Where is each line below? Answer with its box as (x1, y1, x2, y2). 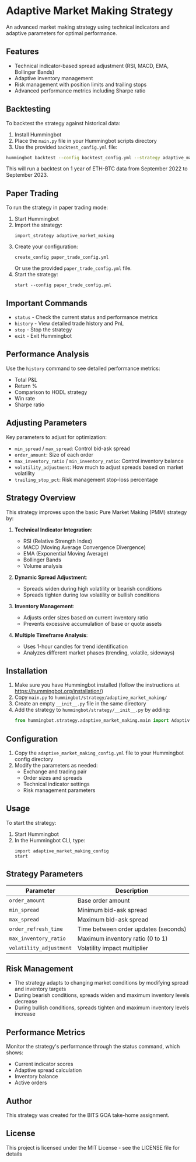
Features (6, 47, 39, 57)
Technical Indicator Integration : (14, 526, 93, 533)
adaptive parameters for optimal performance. (6, 29, 118, 36)
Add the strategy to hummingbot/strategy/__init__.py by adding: (14, 707, 170, 714)
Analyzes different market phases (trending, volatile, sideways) (23, 649, 175, 656)
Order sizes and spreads (23, 774, 83, 781)
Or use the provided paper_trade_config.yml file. (14, 265, 132, 272)
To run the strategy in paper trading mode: (6, 204, 108, 211)
